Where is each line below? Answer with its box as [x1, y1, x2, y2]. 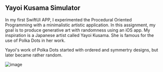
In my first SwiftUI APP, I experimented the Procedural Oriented [5, 17, 132, 22]
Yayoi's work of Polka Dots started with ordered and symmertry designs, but [5, 47, 158, 53]
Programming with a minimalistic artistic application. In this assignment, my [5, 22, 156, 28]
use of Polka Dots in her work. [5, 37, 66, 43]
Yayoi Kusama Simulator [5, 4, 81, 12]
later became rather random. [5, 52, 63, 58]
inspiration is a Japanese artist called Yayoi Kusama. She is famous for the [5, 32, 154, 38]
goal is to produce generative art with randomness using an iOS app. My [5, 27, 150, 33]
